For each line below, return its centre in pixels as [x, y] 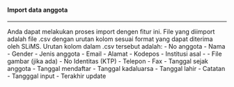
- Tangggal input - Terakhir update [57, 76]
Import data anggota [38, 10]
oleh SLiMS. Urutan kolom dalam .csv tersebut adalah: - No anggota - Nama [116, 47]
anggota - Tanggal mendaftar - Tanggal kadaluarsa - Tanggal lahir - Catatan [116, 69]
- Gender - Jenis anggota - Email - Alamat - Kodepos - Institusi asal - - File [115, 54]
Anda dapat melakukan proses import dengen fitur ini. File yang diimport [111, 32]
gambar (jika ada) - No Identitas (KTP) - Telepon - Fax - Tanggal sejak [108, 61]
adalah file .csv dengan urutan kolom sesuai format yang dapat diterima [110, 39]
